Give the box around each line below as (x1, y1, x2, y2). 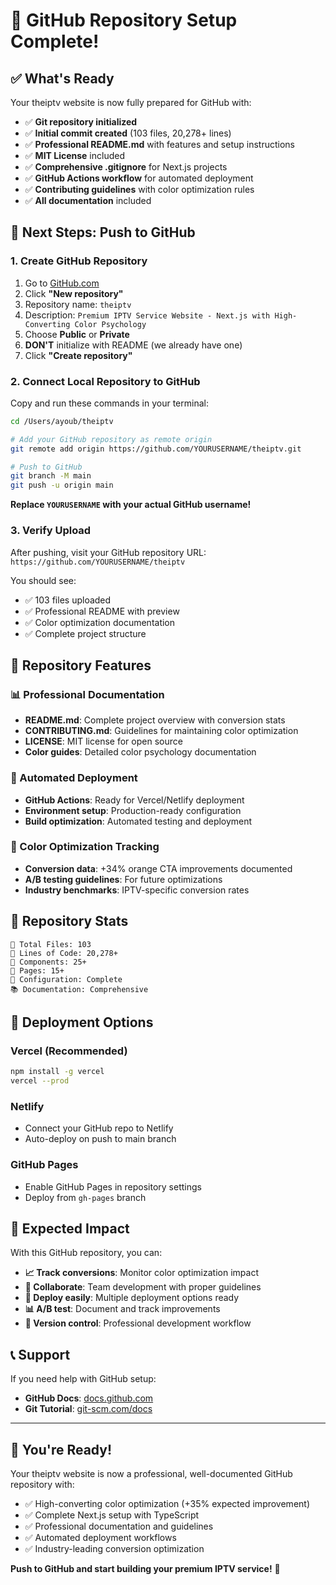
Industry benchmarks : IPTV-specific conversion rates (24, 884, 250, 896)
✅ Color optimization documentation (24, 616, 176, 628)
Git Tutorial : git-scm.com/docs (24, 1403, 153, 1415)
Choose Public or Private (24, 328, 130, 340)
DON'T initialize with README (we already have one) (24, 339, 243, 351)
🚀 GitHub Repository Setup (10, 9, 238, 32)
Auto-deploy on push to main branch (24, 1133, 177, 1145)
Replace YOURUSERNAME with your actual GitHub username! (10, 499, 252, 511)
